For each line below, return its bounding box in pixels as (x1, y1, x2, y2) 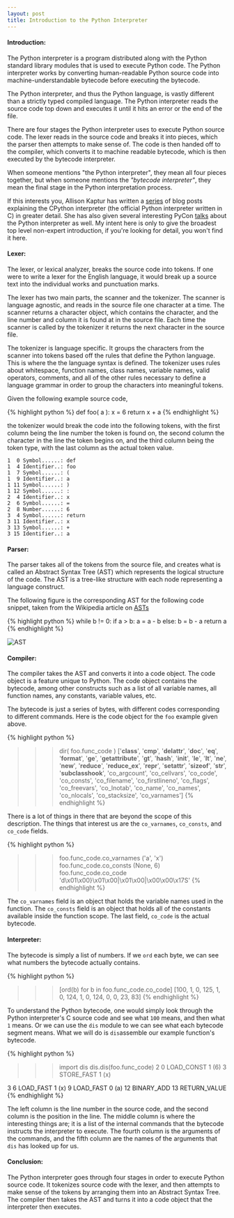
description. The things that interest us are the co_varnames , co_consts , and (7, 819, 221, 828)
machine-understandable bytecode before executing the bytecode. (7, 76, 201, 84)
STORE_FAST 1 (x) (58, 1070, 111, 1079)
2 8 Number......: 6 (7, 506, 70, 513)
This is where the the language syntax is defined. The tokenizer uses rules (7, 358, 221, 367)
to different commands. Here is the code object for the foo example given (7, 712, 218, 721)
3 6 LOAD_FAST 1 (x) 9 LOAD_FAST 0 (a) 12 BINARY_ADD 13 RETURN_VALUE (7, 1084, 227, 1092)
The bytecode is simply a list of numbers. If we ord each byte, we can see (7, 950, 219, 959)
